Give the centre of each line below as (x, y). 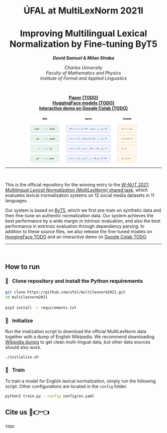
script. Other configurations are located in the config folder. (66, 386)
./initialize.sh (22, 357)
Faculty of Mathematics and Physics (83, 73)
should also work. (23, 348)
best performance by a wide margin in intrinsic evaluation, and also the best (83, 221)
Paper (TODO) (83, 98)
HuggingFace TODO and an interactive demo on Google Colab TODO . (76, 237)
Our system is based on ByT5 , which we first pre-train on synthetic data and (83, 210)
